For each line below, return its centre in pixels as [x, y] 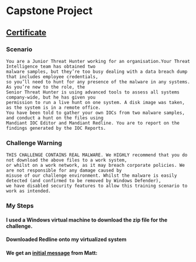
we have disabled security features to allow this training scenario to [97, 186]
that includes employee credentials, [52, 77]
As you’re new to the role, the [45, 87]
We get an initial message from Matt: [52, 253]
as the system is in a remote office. [53, 108]
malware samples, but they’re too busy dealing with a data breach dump [97, 72]
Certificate [26, 33]
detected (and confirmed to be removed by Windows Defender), [84, 181]
